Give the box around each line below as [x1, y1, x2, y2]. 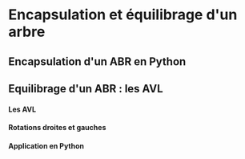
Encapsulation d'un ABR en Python [8, 55, 187, 68]
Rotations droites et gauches [8, 123, 106, 132]
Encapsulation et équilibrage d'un [8, 6, 238, 24]
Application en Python [8, 141, 85, 150]
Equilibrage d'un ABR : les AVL [8, 82, 163, 96]
